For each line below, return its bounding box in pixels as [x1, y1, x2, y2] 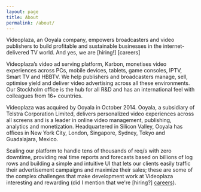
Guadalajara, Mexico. [6, 136, 59, 143]
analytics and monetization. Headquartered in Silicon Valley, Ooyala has [6, 123, 183, 130]
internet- [163, 42, 185, 50]
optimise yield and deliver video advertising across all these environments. [6, 80, 190, 87]
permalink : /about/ [6, 20, 55, 26]
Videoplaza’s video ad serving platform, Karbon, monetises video [6, 60, 167, 68]
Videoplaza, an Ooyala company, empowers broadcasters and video [6, 36, 175, 44]
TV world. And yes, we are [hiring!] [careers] [30, 49, 141, 56]
